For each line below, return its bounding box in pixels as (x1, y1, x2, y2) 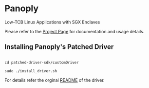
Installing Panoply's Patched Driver (4, 43, 114, 51)
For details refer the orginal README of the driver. (4, 77, 105, 83)
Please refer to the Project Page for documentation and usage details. (4, 28, 145, 34)
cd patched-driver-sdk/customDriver (4, 60, 79, 65)
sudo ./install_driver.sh (4, 68, 57, 73)
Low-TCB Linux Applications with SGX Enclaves (4, 19, 100, 25)
